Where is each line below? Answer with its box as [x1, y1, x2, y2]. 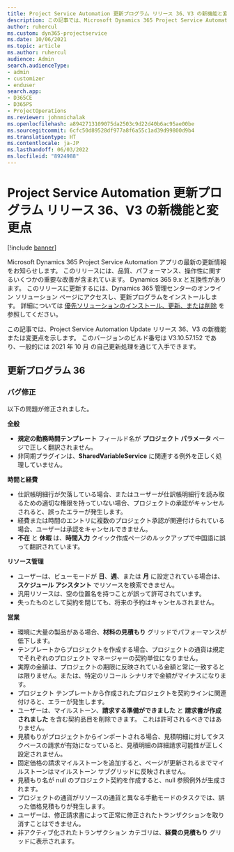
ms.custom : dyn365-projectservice [7, 29, 108, 37]
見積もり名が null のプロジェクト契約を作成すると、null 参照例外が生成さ [17, 775, 226, 784]
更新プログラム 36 [7, 365, 86, 376]
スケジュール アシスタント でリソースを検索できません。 [17, 580, 179, 589]
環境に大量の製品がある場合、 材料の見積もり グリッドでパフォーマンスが [17, 627, 227, 636]
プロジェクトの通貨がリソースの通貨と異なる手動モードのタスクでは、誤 [17, 793, 225, 802]
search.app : [7, 88, 42, 95]
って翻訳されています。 [17, 542, 84, 551]
